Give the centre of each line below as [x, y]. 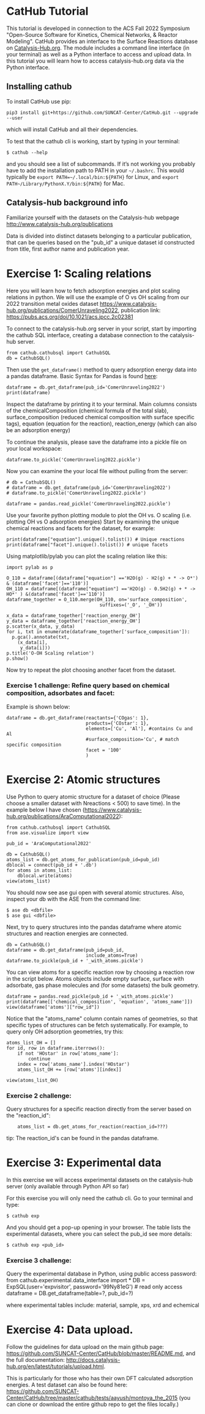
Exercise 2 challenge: [39, 1095]
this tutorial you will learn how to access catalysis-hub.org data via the [95, 61]
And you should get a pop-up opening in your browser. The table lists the [99, 1227]
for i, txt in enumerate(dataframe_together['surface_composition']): [98, 632]
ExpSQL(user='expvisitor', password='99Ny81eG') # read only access [94, 1287]
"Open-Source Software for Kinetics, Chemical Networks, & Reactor [92, 34]
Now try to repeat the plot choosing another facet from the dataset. [91, 670]
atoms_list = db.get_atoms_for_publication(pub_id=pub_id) [83, 859]
